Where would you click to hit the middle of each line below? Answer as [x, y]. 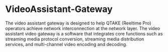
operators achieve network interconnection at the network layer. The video [82, 28]
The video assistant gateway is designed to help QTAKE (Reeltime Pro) [78, 23]
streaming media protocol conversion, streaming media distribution [75, 39]
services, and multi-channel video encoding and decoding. [66, 44]
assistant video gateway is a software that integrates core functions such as [84, 33]
